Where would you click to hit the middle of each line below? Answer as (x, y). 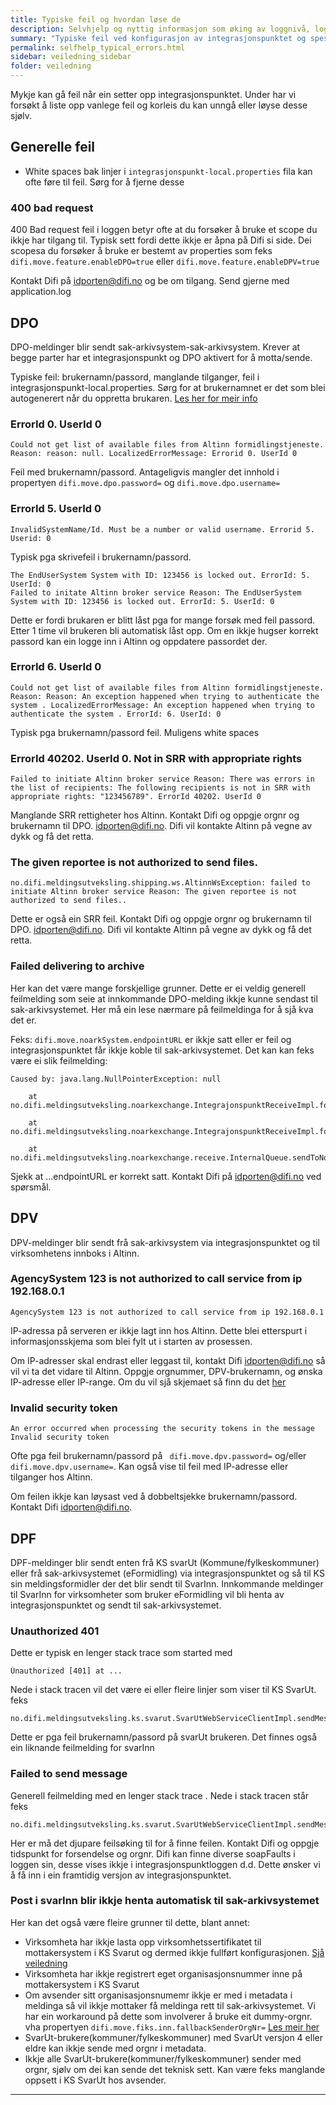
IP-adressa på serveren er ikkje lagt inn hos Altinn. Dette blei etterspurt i (159, 1330)
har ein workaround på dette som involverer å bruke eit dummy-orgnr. (168, 2016)
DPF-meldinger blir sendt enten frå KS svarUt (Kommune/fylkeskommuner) (165, 1562)
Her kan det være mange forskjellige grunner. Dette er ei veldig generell (158, 988)
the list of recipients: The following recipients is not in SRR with (160, 788)
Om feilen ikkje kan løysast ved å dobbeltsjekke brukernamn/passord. (154, 1497)
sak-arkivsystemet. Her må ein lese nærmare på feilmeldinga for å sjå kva (162, 1009)
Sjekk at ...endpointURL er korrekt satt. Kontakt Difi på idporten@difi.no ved (166, 1176)
